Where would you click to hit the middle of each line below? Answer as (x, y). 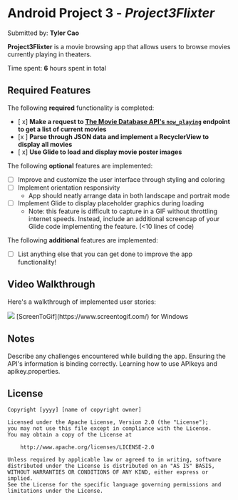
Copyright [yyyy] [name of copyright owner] (74, 410)
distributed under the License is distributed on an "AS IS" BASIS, (111, 466)
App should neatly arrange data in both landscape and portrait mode (129, 195)
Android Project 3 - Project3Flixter (111, 13)
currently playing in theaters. (50, 54)
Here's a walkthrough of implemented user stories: (82, 302)
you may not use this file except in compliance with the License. (110, 429)
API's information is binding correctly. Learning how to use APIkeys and (112, 363)
